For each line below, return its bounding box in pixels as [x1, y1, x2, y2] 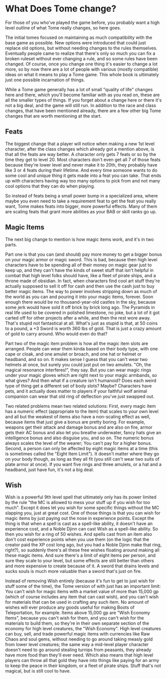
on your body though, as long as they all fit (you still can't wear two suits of [5, 456, 160, 462]
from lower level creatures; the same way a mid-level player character [5, 642, 149, 648]
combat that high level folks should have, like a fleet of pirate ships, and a [5, 272, 156, 278]
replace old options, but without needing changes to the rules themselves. [5, 45, 158, 51]
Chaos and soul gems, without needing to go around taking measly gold [5, 636, 153, 642]
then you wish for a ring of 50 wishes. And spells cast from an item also [5, 531, 152, 537]
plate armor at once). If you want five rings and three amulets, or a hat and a [5, 461, 162, 467]
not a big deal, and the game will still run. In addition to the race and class [5, 102, 156, 108]
